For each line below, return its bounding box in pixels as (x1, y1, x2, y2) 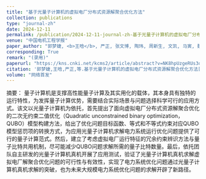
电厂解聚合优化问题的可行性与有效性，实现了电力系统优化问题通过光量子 (11, 158, 194, 166)
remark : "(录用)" (6, 55, 49, 61)
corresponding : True (6, 49, 59, 55)
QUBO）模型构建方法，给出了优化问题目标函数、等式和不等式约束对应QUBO (6, 120, 199, 128)
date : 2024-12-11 (6, 26, 51, 32)
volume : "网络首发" (6, 72, 53, 78)
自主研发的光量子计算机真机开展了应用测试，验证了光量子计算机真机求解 (11, 151, 194, 158)
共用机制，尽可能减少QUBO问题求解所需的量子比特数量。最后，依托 (22, 143, 194, 150)
